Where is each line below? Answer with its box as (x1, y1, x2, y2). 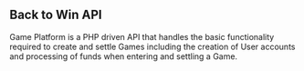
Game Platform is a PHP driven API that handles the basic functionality (9, 31, 275, 42)
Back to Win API (9, 7, 102, 23)
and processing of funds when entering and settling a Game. (9, 50, 238, 62)
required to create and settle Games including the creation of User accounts (9, 41, 296, 52)
